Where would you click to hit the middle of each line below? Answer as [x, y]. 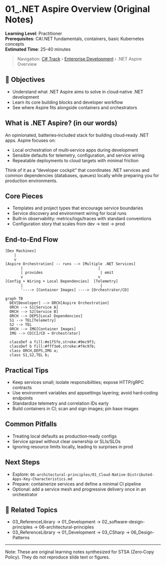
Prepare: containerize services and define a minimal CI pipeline [77, 484]
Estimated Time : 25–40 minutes [38, 49]
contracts [22, 387]
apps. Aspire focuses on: [30, 140]
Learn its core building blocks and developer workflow [68, 102]
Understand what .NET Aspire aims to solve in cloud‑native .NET [78, 92]
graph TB [14, 299]
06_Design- [143, 532]
